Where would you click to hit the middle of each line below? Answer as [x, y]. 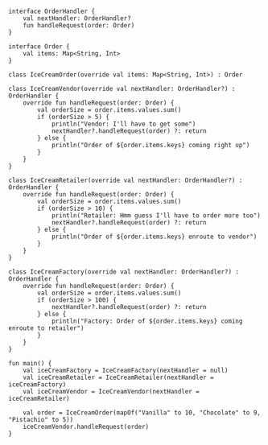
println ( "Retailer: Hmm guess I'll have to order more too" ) [156, 216]
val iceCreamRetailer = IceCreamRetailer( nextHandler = [119, 377]
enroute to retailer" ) [46, 328]
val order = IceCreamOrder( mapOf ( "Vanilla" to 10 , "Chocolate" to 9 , [142, 413]
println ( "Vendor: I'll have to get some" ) [124, 124]
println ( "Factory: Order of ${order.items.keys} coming [147, 321]
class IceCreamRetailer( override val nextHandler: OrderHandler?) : [126, 180]
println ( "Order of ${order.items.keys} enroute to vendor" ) [154, 237]
